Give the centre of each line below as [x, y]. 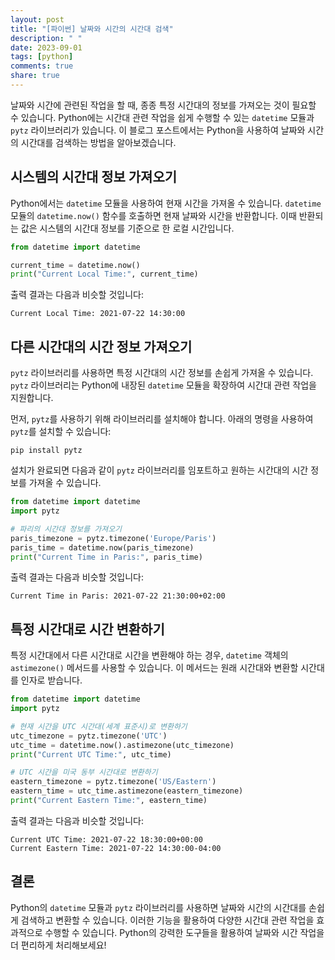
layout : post [37, 19]
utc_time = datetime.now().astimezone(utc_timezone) [122, 745]
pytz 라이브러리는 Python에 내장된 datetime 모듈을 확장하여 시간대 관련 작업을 [163, 385]
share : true [35, 76]
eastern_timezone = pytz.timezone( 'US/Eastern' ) [113, 782]
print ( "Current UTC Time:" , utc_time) [91, 754]
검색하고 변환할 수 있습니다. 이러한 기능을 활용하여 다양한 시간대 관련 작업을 [167, 920]
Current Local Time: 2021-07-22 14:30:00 [98, 314]
